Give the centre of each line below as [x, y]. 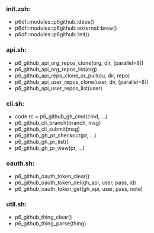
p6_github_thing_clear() [43, 217]
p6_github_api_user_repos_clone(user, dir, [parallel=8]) [82, 81]
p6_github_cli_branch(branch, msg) [58, 122]
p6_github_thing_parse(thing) [50, 223]
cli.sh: [15, 103]
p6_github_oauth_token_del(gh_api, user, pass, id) [75, 182]
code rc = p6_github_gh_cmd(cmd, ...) [61, 116]
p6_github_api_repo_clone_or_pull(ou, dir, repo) [72, 75]
